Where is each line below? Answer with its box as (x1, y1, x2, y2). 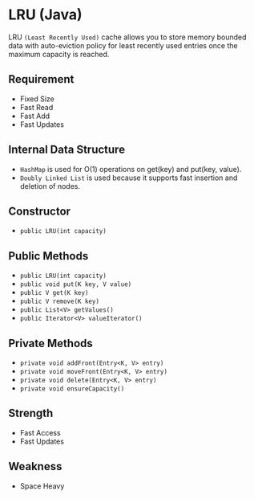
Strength (8, 407, 54, 420)
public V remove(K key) (19, 297, 100, 306)
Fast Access (19, 427, 62, 437)
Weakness (8, 460, 62, 473)
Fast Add (19, 111, 50, 121)
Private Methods (8, 336, 94, 350)
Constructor (8, 204, 71, 218)
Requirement (8, 72, 75, 86)
